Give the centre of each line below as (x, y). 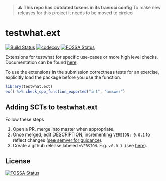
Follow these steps (25, 119)
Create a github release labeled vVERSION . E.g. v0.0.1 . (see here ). (80, 145)
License (18, 161)
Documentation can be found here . (42, 62)
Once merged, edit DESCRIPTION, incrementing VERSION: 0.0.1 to (81, 134)
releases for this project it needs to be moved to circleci (75, 13)
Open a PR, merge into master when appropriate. (63, 129)
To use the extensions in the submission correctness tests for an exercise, (82, 72)
